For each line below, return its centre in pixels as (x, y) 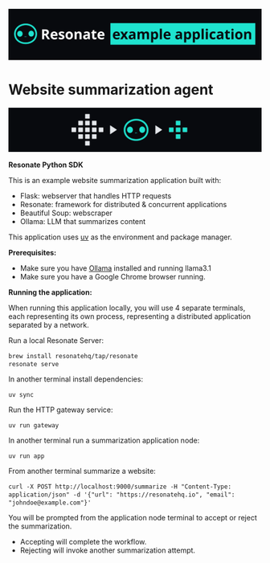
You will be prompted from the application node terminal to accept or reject (133, 518)
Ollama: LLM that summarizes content (83, 222)
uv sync (21, 395)
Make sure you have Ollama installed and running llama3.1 (115, 268)
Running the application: (50, 292)
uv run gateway (34, 426)
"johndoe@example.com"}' (50, 503)
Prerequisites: (33, 253)
